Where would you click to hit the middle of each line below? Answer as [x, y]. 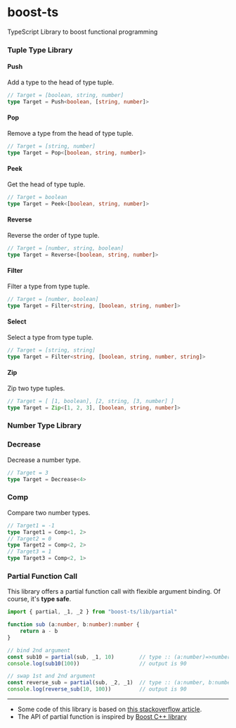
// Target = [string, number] [52, 146]
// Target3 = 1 [29, 552]
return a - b [39, 631]
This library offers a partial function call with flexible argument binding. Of [114, 592]
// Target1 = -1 [31, 525]
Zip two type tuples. [36, 388]
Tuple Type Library [40, 50]
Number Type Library [45, 426]
